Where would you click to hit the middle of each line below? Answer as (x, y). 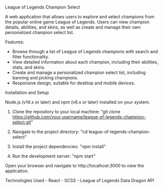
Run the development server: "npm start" (54, 156)
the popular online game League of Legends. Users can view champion (77, 22)
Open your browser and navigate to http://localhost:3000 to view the (75, 166)
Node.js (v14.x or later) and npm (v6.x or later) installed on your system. (78, 102)
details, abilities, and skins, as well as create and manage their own (73, 27)
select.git (22, 122)
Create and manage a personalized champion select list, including (79, 73)
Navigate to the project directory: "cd (50, 132)
